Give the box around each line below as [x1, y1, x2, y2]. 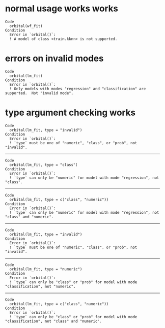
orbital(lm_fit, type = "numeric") [9, 266, 82, 271]
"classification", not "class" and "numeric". [5, 319, 102, 324]
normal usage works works [5, 3, 118, 14]
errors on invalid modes [5, 53, 104, 64]
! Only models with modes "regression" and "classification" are [9, 86, 146, 91]
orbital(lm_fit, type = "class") [9, 162, 78, 167]
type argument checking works [5, 107, 136, 118]
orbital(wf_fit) [9, 23, 43, 29]
